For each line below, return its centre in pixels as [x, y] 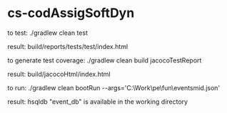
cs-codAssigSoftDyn [71, 13]
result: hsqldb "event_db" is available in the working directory [97, 102]
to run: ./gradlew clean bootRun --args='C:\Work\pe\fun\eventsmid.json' [114, 87]
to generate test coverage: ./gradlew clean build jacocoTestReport [105, 60]
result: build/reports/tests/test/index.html [68, 46]
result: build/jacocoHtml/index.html [59, 74]
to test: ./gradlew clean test [47, 33]
